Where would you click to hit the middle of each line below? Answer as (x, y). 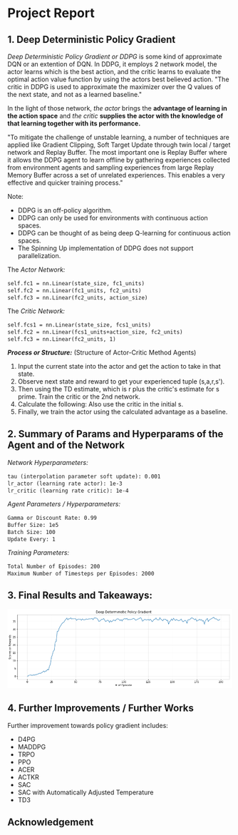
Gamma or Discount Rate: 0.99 (52, 518)
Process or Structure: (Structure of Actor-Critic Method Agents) (102, 352)
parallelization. (39, 256)
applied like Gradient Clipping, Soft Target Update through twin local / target (119, 145)
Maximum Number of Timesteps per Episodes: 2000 (81, 573)
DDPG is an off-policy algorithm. (65, 210)
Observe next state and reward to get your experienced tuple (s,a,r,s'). (121, 381)
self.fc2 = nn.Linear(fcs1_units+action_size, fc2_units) (95, 332)
